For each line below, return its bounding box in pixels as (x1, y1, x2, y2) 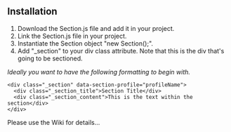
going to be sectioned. (17, 54, 83, 62)
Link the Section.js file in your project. (17, 32, 127, 40)
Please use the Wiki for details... (7, 118, 100, 126)
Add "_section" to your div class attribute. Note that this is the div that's (17, 46, 225, 55)
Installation (7, 6, 58, 18)
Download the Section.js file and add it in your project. (17, 24, 175, 32)
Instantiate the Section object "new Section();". (17, 39, 153, 48)
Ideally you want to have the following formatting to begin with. (7, 67, 191, 76)
